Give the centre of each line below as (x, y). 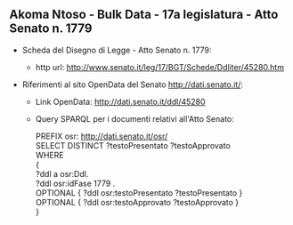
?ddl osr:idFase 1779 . (75, 183)
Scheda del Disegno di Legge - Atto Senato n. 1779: (117, 50)
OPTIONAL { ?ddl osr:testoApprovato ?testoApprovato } (137, 202)
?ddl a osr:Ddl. (62, 173)
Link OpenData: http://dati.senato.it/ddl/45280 (121, 101)
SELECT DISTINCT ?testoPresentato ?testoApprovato (133, 145)
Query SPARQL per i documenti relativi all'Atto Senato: (134, 118)
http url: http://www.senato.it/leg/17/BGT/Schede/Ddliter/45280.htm (160, 67)
